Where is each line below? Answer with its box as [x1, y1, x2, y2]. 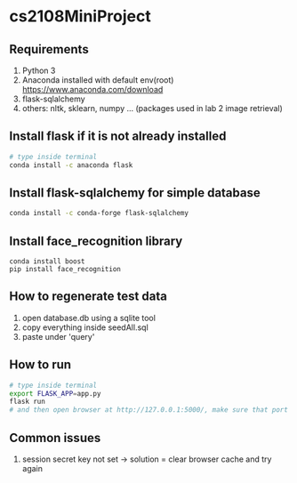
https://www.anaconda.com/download [21, 85, 164, 94]
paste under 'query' [21, 331, 95, 342]
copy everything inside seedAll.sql [21, 322, 148, 333]
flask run [9, 398, 46, 407]
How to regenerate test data [9, 289, 167, 304]
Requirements [9, 42, 89, 57]
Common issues [9, 430, 101, 446]
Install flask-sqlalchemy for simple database [9, 185, 261, 200]
